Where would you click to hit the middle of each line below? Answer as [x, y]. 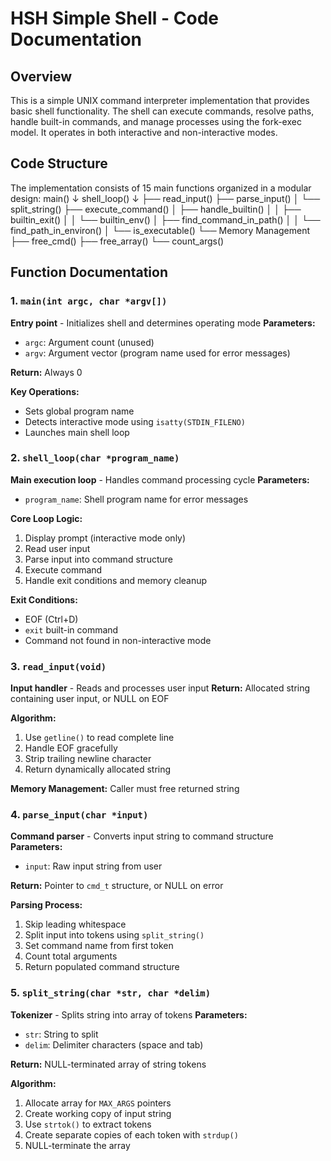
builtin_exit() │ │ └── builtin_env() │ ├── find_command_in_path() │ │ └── [165, 219]
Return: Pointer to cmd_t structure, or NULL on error [117, 886]
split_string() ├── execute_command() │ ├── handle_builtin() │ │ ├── [156, 209]
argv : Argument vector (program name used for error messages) [157, 353]
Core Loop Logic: [46, 518]
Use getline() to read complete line [99, 738]
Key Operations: [45, 391]
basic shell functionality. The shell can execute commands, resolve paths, [162, 111]
